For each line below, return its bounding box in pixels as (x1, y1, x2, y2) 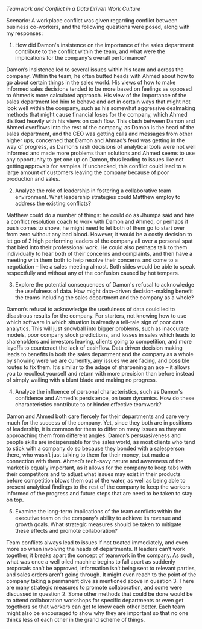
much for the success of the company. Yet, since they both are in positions (6, 419, 192, 426)
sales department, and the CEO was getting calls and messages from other (6, 130, 193, 137)
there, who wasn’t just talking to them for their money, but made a (6, 451, 170, 458)
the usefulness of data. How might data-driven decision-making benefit (14, 287, 194, 295)
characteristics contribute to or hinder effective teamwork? (14, 401, 162, 408)
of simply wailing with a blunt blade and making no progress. (6, 376, 157, 383)
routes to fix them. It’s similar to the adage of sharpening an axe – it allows (6, 363, 191, 371)
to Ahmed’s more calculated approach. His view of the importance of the (6, 92, 187, 99)
